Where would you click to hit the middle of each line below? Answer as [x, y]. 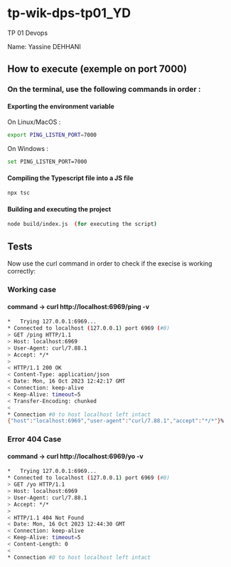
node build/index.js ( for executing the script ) [82, 224]
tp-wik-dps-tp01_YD [69, 13]
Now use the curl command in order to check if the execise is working [110, 264]
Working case [32, 290]
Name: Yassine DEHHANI [44, 46]
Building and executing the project [59, 209]
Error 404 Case [34, 439]
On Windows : [28, 149]
